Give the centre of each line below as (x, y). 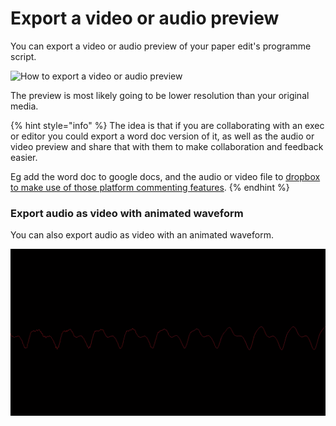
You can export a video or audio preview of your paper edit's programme (161, 46)
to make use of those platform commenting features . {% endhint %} (150, 187)
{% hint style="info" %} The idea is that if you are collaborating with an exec (167, 125)
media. (24, 106)
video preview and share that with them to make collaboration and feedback (167, 146)
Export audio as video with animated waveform (127, 213)
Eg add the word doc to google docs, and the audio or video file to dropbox (165, 176)
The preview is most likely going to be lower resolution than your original (160, 95)
